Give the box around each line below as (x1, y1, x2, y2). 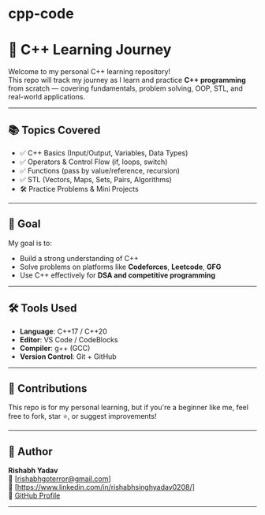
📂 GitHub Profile (8, 491, 61, 501)
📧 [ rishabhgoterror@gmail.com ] (8, 474, 112, 483)
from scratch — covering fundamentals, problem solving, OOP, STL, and (8, 84, 243, 93)
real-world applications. (8, 92, 85, 102)
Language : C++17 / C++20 (19, 327, 108, 336)
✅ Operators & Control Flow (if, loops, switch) (19, 157, 168, 166)
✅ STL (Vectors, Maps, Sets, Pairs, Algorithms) (19, 174, 172, 184)
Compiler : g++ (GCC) (19, 343, 91, 353)
